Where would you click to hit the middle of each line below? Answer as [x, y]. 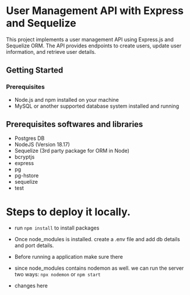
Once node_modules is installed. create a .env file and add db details [97, 239]
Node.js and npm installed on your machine [67, 100]
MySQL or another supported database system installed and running [97, 106]
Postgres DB [29, 138]
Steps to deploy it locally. [68, 212]
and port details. [34, 246]
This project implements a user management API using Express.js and [90, 39]
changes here [31, 286]
